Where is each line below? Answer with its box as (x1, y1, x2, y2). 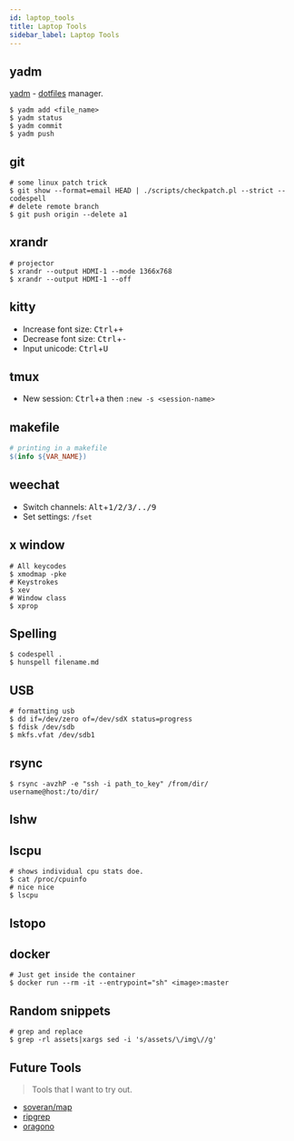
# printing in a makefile (9, 444, 107, 453)
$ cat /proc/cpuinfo (9, 875, 88, 885)
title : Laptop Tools (9, 22, 88, 31)
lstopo (9, 916, 46, 931)
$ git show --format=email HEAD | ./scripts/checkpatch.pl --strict (9, 186, 274, 195)
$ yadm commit (9, 122, 64, 131)
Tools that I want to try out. (31, 1084, 133, 1096)
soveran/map (22, 1102, 73, 1113)
